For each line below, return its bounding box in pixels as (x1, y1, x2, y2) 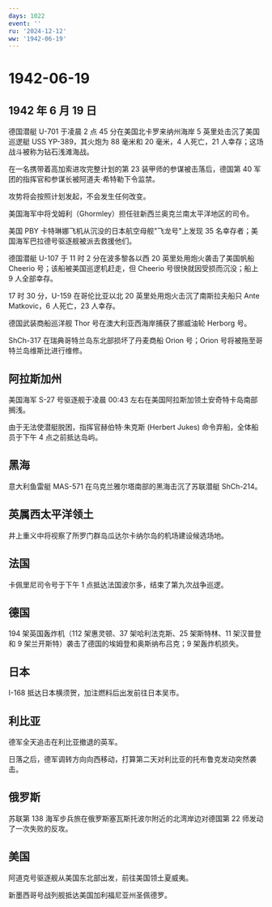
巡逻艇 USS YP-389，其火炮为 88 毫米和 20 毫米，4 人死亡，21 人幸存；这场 (8, 137, 264, 147)
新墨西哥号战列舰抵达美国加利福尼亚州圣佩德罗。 (8, 890, 172, 900)
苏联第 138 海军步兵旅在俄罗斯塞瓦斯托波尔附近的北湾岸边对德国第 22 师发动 (8, 813, 264, 823)
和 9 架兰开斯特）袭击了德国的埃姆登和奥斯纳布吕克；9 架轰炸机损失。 (8, 638, 244, 649)
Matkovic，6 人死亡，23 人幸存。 (8, 301, 120, 311)
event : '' (8, 19, 42, 28)
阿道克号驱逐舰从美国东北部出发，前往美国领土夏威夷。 (8, 873, 193, 883)
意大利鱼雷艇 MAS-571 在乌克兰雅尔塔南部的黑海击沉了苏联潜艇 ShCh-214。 (8, 481, 262, 491)
